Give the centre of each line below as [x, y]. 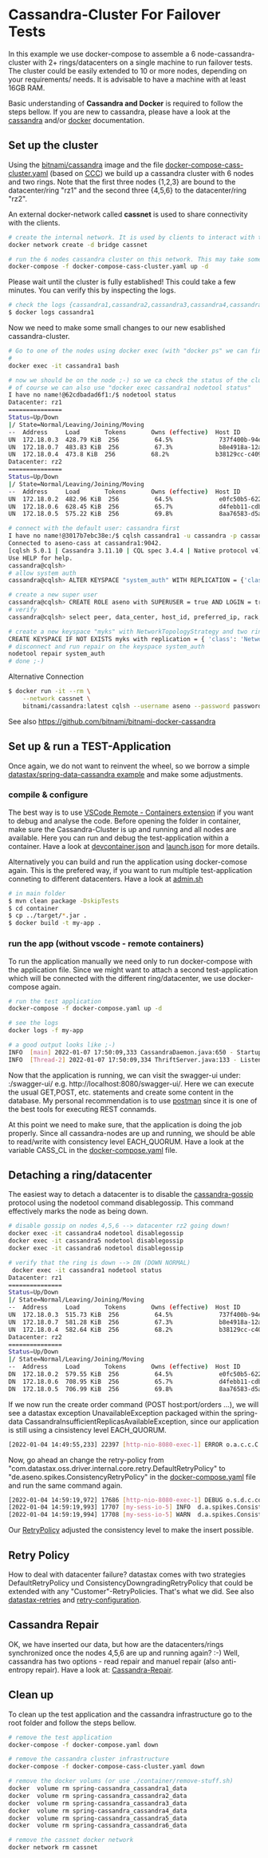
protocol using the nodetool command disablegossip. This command [121, 1203]
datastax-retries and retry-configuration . [75, 1600]
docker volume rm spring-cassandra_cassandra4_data [98, 1811]
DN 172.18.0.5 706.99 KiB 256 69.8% [91, 1389]
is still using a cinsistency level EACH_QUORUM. [88, 1429]
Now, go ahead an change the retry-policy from [87, 1460]
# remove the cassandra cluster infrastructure [89, 1759]
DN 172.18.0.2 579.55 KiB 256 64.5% [91, 1374]
